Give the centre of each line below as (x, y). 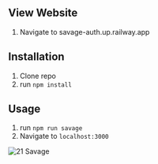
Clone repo (38, 76)
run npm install (46, 84)
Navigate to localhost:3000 (64, 136)
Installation (36, 57)
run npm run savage (51, 128)
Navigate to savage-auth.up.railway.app (85, 32)
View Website (43, 13)
